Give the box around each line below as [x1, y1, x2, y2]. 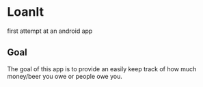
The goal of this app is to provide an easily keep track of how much [7, 64, 197, 73]
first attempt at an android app [7, 27, 93, 35]
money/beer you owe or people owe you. [7, 72, 123, 80]
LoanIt [7, 4, 44, 20]
